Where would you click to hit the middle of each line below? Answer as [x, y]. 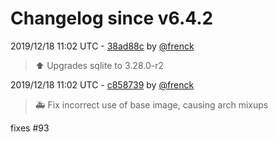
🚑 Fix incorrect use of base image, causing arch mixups [151, 104]
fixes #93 [30, 128]
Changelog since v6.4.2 [112, 18]
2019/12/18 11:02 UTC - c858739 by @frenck [102, 84]
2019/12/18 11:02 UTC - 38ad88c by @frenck [102, 46]
